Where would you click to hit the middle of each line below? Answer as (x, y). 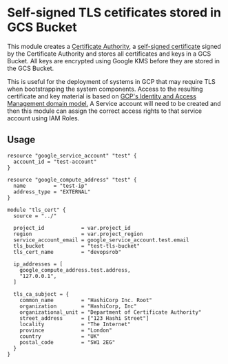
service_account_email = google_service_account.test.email (101, 240)
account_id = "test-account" (55, 162)
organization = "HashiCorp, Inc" (78, 306)
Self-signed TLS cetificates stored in (114, 13)
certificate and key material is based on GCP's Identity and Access (102, 96)
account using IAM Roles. (43, 118)
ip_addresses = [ (38, 264)
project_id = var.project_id (72, 228)
